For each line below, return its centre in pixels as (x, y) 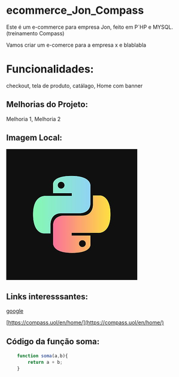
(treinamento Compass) (35, 33)
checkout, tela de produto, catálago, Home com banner (75, 86)
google (15, 311)
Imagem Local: (34, 138)
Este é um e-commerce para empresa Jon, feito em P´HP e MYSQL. (90, 27)
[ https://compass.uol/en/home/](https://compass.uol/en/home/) (85, 323)
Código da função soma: (53, 341)
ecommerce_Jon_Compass (75, 10)
